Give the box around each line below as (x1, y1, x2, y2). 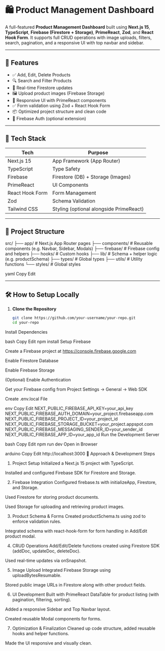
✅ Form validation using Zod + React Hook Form (12, 103, 110, 108)
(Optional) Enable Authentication (5, 377, 71, 382)
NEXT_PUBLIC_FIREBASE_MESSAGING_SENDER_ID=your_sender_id (5, 426, 143, 432)
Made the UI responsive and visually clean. (5, 640, 92, 646)
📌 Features (5, 59, 39, 67)
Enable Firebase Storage (5, 367, 55, 373)
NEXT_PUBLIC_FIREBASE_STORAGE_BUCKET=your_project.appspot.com (5, 421, 154, 427)
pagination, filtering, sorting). (12, 596, 71, 602)
